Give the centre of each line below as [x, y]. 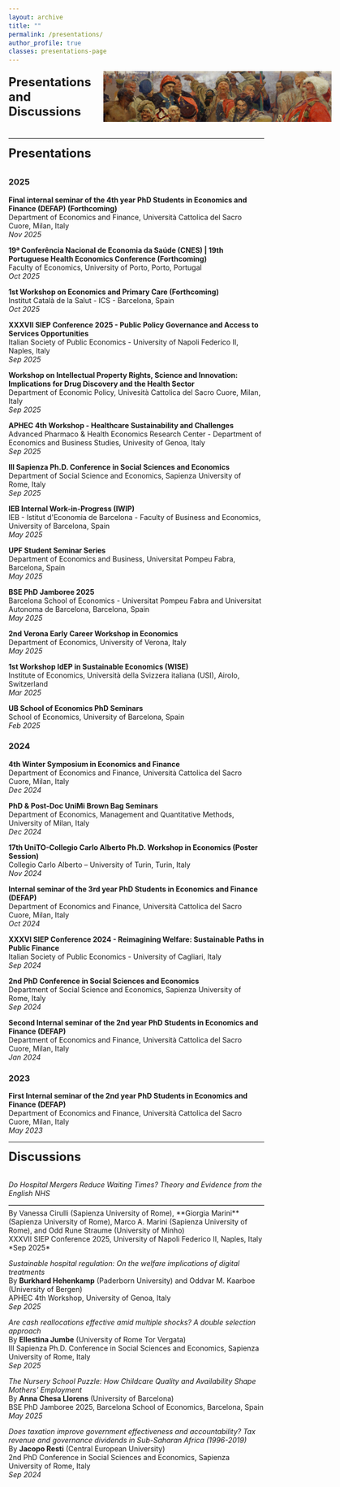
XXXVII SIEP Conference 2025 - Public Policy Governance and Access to [133, 324]
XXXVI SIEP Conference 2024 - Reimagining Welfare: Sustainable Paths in [136, 939]
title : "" [25, 26]
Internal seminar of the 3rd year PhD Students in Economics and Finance [133, 889]
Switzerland [28, 683]
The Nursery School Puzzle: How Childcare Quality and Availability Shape [132, 1381]
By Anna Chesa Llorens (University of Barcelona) [91, 1398]
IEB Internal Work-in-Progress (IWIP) [72, 509]
